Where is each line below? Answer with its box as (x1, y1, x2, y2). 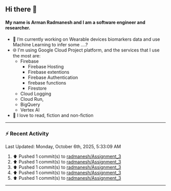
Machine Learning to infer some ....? (12, 41, 88, 47)
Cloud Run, (20, 96, 44, 102)
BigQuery (20, 101, 41, 107)
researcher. (5, 24, 31, 31)
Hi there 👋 (5, 5, 37, 14)
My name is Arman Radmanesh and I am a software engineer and (5, 19, 146, 25)
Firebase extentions (27, 69, 70, 75)
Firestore (27, 85, 47, 91)
